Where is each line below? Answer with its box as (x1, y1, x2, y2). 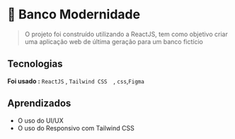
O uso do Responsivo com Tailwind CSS (17, 123, 134, 132)
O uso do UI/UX (17, 116, 64, 125)
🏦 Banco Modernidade (7, 6, 140, 23)
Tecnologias (7, 58, 63, 70)
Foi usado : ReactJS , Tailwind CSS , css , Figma (7, 77, 145, 85)
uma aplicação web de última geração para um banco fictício (24, 37, 203, 45)
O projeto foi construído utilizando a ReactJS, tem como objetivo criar (24, 30, 228, 38)
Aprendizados (7, 97, 71, 109)
